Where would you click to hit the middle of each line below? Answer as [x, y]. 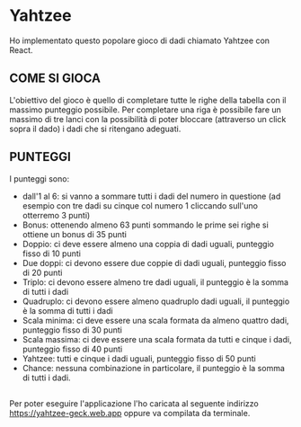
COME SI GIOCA [55, 79]
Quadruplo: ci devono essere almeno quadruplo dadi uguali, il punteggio [156, 301]
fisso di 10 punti [51, 254]
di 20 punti [42, 272]
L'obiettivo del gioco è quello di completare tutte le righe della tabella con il [148, 100]
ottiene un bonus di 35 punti [75, 234]
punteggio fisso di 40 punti [72, 349]
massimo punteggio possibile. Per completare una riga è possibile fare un [145, 110]
